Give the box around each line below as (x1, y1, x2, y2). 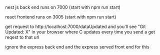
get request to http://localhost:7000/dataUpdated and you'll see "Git (5, 23, 146, 29)
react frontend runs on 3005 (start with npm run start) (5, 14, 116, 19)
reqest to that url (5, 34, 40, 40)
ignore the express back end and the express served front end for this (5, 44, 150, 49)
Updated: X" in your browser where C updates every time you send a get (5, 29, 155, 34)
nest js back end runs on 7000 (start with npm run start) (5, 4, 121, 10)
